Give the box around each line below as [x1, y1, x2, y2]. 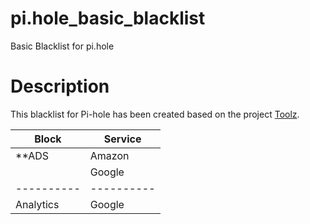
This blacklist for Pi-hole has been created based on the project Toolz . [10, 108, 300, 120]
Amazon [89, 148, 130, 162]
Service [103, 132, 142, 146]
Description [10, 75, 110, 98]
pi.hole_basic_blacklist [10, 7, 206, 30]
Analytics [15, 197, 60, 211]
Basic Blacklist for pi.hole [10, 40, 115, 52]
